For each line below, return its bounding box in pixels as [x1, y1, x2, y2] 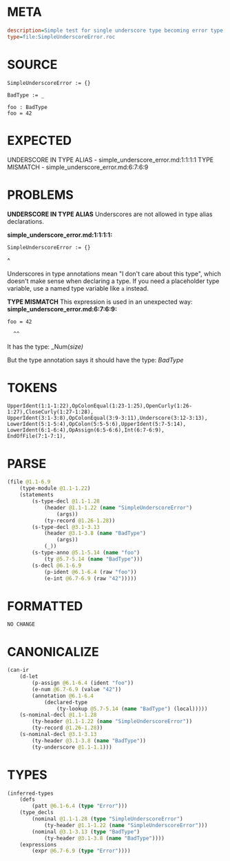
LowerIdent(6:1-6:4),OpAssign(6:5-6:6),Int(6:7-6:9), [7, 427, 165, 434]
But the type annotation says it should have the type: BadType [7, 356, 184, 364]
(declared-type [43, 699, 88, 706]
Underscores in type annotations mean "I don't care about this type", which [7, 269, 222, 278]
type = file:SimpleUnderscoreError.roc [7, 33, 116, 40]
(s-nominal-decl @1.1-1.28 [19, 712, 97, 719]
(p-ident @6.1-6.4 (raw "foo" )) [43, 568, 137, 575]
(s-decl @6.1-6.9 [32, 562, 81, 569]
